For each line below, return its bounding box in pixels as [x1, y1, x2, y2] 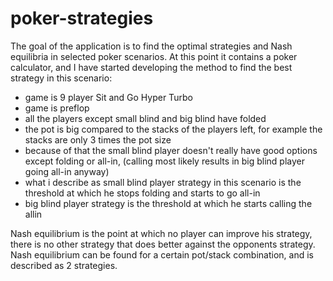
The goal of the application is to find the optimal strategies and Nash [10, 40, 293, 52]
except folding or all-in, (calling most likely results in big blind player [24, 155, 306, 167]
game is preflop [24, 102, 90, 114]
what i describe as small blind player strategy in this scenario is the [24, 176, 302, 188]
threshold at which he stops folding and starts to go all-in [24, 187, 261, 199]
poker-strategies [10, 7, 154, 30]
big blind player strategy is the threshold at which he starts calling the [24, 197, 313, 209]
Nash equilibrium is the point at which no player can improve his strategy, [10, 227, 313, 239]
